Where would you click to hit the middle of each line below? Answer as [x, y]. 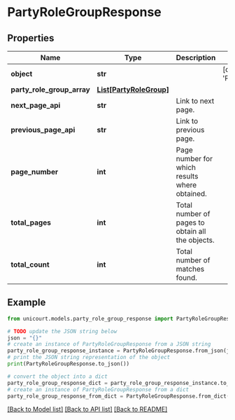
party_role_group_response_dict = [58, 383]
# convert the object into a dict [58, 376]
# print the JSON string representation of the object [89, 358]
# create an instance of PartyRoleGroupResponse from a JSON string [109, 344]
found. [187, 278]
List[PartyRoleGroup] [133, 90]
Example [27, 303]
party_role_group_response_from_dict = [65, 396]
